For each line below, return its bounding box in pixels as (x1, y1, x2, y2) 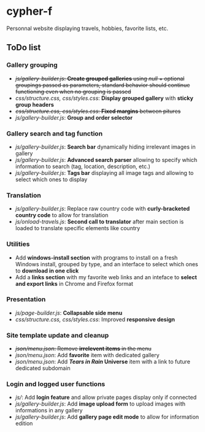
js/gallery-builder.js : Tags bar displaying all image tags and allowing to (15, 169, 194, 176)
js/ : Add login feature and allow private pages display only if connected (15, 394, 197, 401)
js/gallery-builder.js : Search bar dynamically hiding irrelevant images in (15, 143, 196, 150)
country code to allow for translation (15, 212, 109, 219)
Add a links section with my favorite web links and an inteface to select (15, 273, 198, 280)
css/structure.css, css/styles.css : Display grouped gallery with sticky (15, 94, 193, 102)
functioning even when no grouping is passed (15, 88, 131, 95)
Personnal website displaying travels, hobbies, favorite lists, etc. (6, 25, 169, 32)
